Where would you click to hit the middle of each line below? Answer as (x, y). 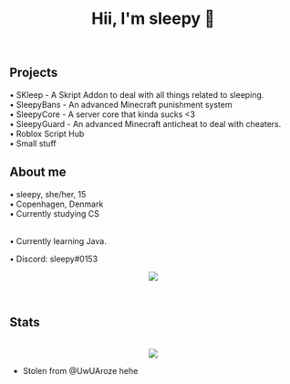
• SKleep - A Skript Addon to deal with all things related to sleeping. (137, 94)
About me (38, 172)
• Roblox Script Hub (47, 133)
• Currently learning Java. (58, 240)
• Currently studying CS (55, 213)
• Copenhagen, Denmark (57, 204)
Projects (34, 73)
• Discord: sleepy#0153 (54, 259)
